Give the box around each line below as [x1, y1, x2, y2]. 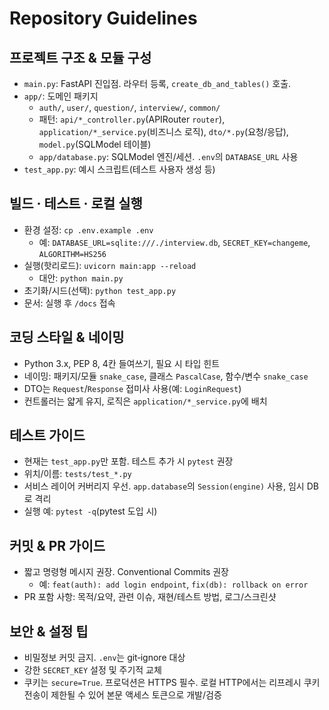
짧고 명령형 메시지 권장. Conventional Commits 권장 [23, 566, 229, 578]
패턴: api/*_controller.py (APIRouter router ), [38, 113, 226, 125]
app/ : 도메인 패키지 [23, 90, 99, 102]
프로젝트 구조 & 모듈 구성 [9, 49, 152, 66]
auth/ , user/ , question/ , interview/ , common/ [38, 102, 221, 113]
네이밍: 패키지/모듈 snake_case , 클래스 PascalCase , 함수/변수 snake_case [23, 370, 309, 382]
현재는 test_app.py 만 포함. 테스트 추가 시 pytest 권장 [23, 455, 234, 467]
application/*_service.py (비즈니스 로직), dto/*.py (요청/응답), [38, 126, 289, 137]
